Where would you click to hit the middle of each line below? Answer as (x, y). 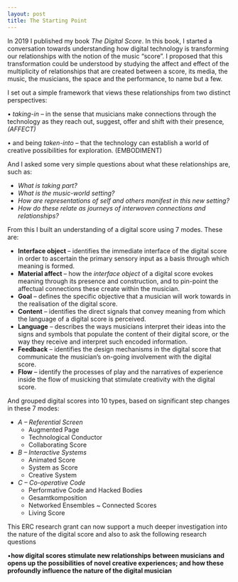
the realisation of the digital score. (67, 304)
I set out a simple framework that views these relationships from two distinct (119, 92)
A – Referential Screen (50, 422)
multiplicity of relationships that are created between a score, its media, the (118, 71)
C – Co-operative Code (52, 482)
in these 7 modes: (33, 408)
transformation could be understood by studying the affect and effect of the (118, 63)
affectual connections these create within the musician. (98, 288)
